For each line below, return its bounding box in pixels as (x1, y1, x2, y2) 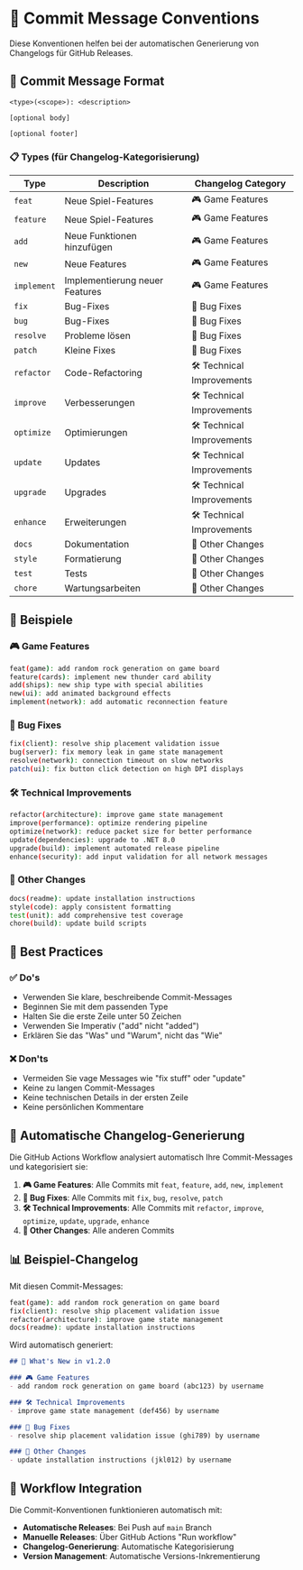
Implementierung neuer (64, 274, 164, 287)
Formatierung (64, 553, 122, 565)
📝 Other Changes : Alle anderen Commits (22, 1226, 175, 1236)
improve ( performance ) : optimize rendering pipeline (9, 819, 207, 828)
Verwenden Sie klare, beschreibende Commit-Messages (22, 991, 233, 1002)
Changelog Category (194, 178, 287, 190)
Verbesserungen (64, 396, 135, 409)
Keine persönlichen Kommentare (22, 1102, 144, 1113)
